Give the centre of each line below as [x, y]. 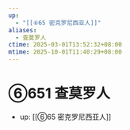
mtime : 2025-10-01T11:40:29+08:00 [65, 52]
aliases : [23, 30]
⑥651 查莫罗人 [59, 93]
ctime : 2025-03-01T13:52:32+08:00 [65, 45]
